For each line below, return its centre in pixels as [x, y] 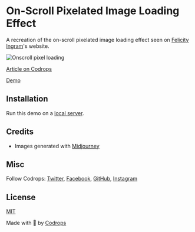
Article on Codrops [29, 68]
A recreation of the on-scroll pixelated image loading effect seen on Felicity [97, 40]
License [21, 197]
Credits [20, 132]
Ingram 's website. [28, 46]
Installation [27, 99]
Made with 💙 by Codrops [36, 223]
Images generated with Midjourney [57, 146]
